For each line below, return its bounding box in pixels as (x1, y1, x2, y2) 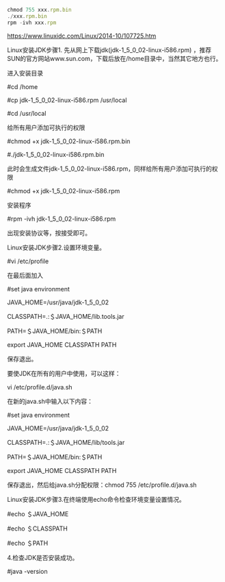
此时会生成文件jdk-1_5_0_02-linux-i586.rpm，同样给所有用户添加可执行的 (7, 165, 212, 173)
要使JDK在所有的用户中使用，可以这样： (7, 369, 121, 377)
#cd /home (7, 82, 38, 90)
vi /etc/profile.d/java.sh (7, 383, 73, 391)
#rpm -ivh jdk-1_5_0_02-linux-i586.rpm (7, 215, 116, 223)
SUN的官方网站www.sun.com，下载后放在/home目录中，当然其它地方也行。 (7, 54, 222, 62)
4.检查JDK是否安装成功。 (7, 553, 79, 561)
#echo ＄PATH (7, 539, 49, 547)
